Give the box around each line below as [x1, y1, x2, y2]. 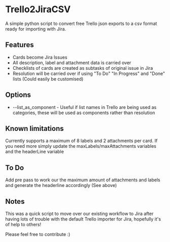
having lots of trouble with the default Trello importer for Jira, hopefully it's [5, 216, 161, 222]
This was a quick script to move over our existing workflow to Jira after [5, 210, 154, 217]
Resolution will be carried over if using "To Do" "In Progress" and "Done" [12, 70, 165, 76]
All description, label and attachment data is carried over [12, 60, 131, 66]
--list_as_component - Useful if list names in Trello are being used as [12, 104, 157, 110]
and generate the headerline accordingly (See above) [5, 182, 117, 189]
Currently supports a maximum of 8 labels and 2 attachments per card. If [5, 138, 158, 144]
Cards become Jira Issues [12, 54, 67, 60]
